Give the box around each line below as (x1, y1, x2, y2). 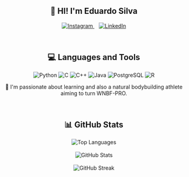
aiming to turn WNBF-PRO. (61, 89, 127, 97)
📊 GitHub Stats (64, 119, 124, 130)
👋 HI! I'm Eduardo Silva (50, 6, 138, 16)
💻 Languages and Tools (47, 52, 141, 62)
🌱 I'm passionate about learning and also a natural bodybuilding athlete (5, 83, 183, 90)
